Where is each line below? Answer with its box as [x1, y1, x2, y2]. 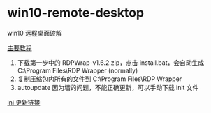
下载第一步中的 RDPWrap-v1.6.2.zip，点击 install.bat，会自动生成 [17, 58, 205, 67]
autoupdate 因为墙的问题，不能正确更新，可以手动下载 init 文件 [17, 83, 199, 91]
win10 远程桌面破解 [7, 29, 63, 37]
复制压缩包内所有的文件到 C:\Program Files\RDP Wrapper [17, 75, 182, 83]
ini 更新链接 [7, 98, 41, 106]
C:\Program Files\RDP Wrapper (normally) [17, 66, 138, 75]
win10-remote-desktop [7, 5, 145, 21]
